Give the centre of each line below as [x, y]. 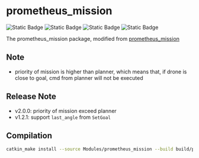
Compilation [29, 135]
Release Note [31, 97]
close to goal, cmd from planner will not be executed [79, 78]
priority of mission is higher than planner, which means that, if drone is [101, 72]
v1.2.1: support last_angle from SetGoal [63, 117]
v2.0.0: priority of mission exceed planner [65, 111]
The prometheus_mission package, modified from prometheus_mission [93, 38]
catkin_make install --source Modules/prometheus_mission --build [90, 149]
